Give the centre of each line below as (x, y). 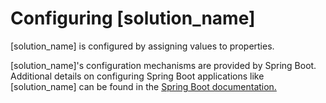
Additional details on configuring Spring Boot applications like (137, 76)
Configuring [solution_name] (133, 18)
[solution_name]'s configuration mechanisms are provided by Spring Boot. (163, 65)
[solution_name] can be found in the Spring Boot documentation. (143, 86)
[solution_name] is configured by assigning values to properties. (142, 46)
